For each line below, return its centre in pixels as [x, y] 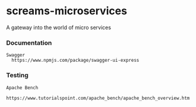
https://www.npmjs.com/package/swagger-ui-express [75, 61]
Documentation [29, 43]
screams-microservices [67, 11]
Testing [17, 75]
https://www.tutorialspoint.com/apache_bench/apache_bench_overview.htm [98, 98]
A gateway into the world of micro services [59, 27]
